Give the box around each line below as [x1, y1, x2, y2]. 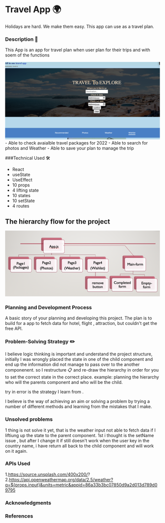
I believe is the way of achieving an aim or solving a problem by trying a [5, 399, 150, 405]
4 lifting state [12, 187, 39, 193]
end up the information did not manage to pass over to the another [5, 362, 140, 368]
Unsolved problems [5, 416, 53, 423]
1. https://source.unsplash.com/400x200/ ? [5, 471, 90, 477]
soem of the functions [5, 52, 50, 58]
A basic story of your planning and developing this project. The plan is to [5, 315, 152, 321]
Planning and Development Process [5, 304, 92, 311]
